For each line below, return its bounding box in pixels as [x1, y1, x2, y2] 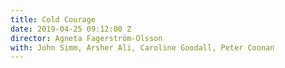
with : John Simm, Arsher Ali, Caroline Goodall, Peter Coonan [10, 42, 275, 53]
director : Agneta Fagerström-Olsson [10, 33, 163, 43]
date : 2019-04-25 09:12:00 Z [10, 24, 132, 34]
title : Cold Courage [10, 14, 97, 25]
